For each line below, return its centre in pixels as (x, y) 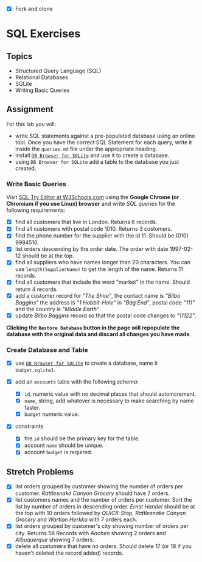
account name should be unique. (64, 445)
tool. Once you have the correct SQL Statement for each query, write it (103, 142)
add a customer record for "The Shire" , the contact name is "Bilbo (98, 295)
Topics (19, 56)
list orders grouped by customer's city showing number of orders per (102, 526)
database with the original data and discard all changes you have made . (99, 334)
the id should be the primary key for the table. (82, 438)
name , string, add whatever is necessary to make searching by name (109, 401)
